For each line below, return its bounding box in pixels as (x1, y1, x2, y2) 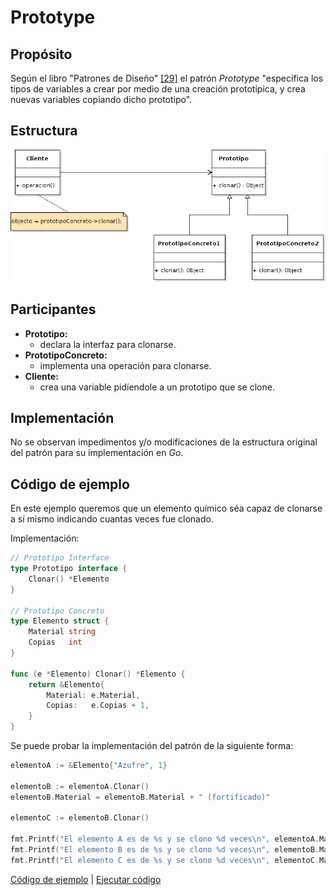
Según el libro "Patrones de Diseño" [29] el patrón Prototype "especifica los (10, 72, 324, 84)
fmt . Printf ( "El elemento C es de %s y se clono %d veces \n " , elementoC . (10, 855, 320, 865)
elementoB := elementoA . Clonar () (10, 781, 150, 791)
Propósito (10, 46, 73, 63)
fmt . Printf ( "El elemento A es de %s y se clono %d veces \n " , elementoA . (10, 834, 320, 845)
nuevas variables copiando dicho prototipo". (10, 94, 193, 105)
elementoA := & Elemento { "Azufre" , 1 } (10, 761, 168, 771)
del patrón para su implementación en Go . (10, 447, 184, 459)
